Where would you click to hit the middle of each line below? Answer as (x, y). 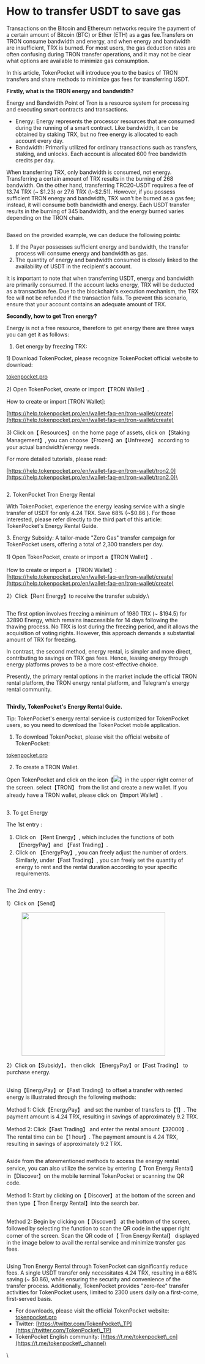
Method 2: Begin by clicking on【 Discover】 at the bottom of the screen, (99, 1221)
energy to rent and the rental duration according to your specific (96, 867)
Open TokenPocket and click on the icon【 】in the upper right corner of (100, 780)
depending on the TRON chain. (45, 217)
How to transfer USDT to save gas (94, 11)
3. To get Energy (27, 812)
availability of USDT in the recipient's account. (73, 266)
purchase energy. (28, 1072)
